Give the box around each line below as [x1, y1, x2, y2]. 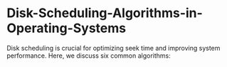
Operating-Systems [6, 20, 127, 36]
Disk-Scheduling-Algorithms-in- [6, 5, 204, 21]
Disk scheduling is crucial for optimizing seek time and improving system [6, 43, 221, 52]
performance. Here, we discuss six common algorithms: [6, 51, 171, 60]
